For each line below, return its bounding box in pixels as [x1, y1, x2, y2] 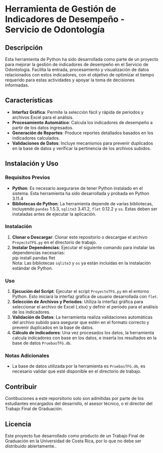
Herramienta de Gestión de [5, 3, 116, 15]
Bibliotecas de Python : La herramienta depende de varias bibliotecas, [12, 200, 153, 206]
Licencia [5, 420, 32, 428]
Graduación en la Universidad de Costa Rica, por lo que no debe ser [5, 438, 142, 444]
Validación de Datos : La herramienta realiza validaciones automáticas [12, 314, 153, 320]
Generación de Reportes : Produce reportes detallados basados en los [12, 130, 154, 136]
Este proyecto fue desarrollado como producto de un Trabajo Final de [5, 433, 145, 439]
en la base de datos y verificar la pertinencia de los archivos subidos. [12, 145, 151, 151]
